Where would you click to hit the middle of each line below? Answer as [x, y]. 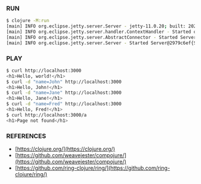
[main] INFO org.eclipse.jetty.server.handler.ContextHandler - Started [99, 32]
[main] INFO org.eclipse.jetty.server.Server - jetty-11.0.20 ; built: [96, 26]
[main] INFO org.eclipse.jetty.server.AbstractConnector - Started [92, 37]
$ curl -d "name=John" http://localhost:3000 [64, 82]
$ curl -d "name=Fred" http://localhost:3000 [64, 104]
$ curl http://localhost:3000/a [46, 115]
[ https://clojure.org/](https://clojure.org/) [65, 149]
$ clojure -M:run [28, 21]
